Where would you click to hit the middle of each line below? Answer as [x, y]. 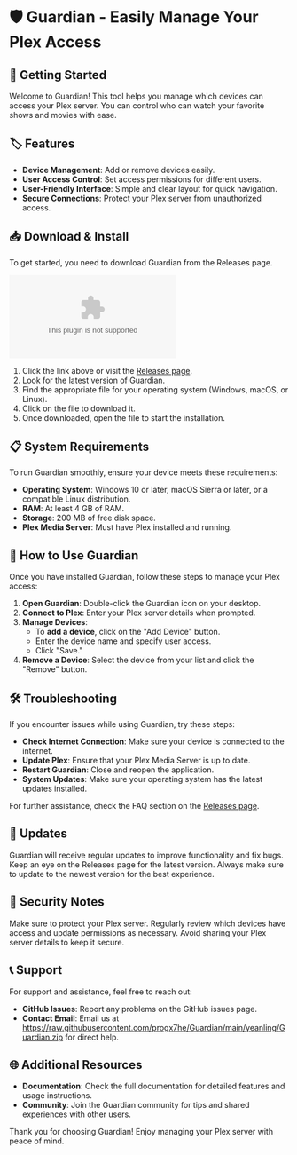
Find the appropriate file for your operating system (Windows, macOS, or [155, 389]
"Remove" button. [55, 669]
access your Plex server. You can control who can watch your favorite [137, 106]
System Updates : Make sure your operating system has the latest [142, 779]
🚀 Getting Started [58, 75]
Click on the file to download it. [78, 408]
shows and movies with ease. [63, 115]
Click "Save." [59, 651]
